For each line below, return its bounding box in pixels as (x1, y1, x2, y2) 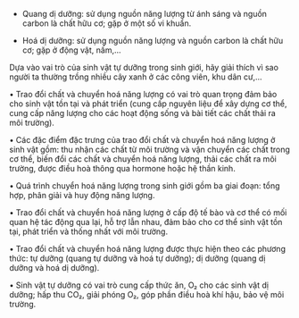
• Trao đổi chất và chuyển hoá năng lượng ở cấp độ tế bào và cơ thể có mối (9, 207, 287, 218)
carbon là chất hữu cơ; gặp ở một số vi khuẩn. (21, 18, 192, 29)
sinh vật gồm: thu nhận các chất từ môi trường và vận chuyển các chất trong (9, 144, 290, 155)
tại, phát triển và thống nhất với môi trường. (9, 226, 168, 237)
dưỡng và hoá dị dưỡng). (9, 263, 100, 272)
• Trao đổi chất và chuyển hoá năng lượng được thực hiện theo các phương (9, 244, 286, 254)
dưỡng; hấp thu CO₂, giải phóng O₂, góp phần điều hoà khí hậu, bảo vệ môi (9, 289, 285, 299)
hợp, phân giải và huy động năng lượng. (9, 190, 155, 200)
